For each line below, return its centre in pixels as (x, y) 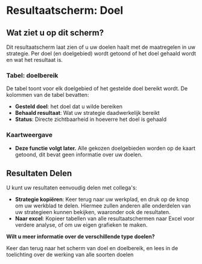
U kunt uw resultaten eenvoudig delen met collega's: (72, 188)
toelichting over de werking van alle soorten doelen (70, 255)
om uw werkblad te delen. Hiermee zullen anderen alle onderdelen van (103, 206)
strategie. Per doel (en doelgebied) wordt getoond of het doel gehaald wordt (101, 54)
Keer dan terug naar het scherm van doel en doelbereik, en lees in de (92, 248)
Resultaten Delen (39, 173)
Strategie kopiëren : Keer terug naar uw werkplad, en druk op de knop (102, 200)
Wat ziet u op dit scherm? (55, 33)
